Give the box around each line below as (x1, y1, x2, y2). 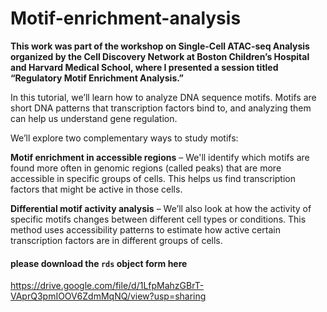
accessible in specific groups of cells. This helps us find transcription (10, 172, 296, 184)
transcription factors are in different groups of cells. (10, 234, 223, 246)
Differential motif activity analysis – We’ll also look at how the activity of (10, 202, 312, 214)
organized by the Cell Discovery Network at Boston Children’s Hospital (10, 50, 310, 62)
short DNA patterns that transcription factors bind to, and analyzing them (10, 102, 312, 114)
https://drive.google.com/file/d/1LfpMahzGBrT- (10, 280, 205, 292)
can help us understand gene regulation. (10, 112, 178, 124)
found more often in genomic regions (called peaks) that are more (10, 162, 282, 174)
